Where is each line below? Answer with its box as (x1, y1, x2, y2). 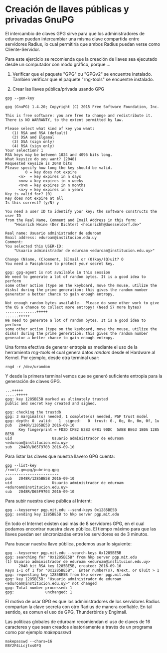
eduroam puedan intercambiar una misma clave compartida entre (5, 36, 140, 42)
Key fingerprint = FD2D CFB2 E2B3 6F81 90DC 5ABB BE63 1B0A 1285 (18, 427, 160, 432)
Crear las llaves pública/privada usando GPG (12, 86, 105, 92)
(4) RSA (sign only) (11, 143, 55, 148)
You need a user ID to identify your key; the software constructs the (5, 209, 157, 214)
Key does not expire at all (5, 196, 64, 201)
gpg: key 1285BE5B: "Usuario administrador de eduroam (5, 576, 122, 581)
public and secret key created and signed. (5, 401, 97, 406)
